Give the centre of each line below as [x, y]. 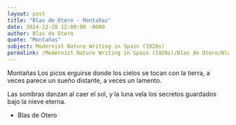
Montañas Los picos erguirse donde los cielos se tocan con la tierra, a [109, 73]
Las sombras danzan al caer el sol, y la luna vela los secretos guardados [112, 94]
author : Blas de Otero [40, 33]
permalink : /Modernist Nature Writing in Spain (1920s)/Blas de [103, 53]
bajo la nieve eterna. [37, 101]
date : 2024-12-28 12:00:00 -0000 [56, 27]
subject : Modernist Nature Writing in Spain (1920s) [86, 46]
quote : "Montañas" [34, 40]
